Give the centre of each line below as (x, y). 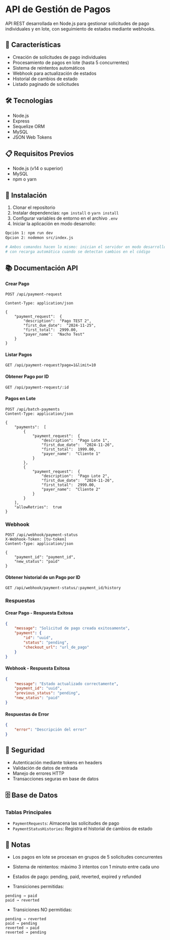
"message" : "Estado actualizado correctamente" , (67, 684)
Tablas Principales (28, 812)
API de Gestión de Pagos (58, 9)
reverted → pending (26, 932)
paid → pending (21, 924)
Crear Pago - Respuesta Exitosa (39, 613)
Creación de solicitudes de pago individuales (59, 57)
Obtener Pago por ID (27, 377)
